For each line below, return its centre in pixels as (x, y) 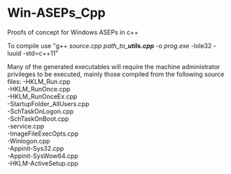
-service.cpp (26, 126)
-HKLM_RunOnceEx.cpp (42, 96)
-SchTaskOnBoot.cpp (38, 118)
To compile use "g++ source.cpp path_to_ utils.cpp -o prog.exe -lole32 (110, 45)
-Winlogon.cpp (29, 140)
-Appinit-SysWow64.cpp (43, 156)
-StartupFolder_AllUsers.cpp (48, 103)
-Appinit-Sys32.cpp (36, 148)
